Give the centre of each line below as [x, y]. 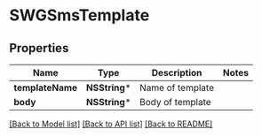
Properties [39, 48]
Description [177, 73]
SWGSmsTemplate [79, 15]
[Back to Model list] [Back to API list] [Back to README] [111, 124]
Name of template [177, 88]
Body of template [175, 102]
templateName [46, 88]
